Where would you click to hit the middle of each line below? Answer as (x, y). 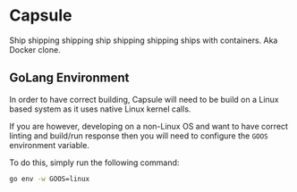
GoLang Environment (69, 78)
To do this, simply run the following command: (94, 163)
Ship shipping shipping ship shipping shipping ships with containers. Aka (144, 40)
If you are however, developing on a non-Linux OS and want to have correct (149, 126)
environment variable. (49, 145)
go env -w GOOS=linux (50, 179)
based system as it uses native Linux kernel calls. (100, 109)
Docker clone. (35, 49)
